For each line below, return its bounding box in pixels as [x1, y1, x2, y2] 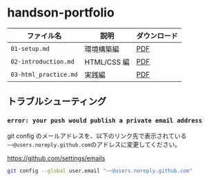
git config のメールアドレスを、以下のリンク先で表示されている [7, 131, 187, 140]
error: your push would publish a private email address [7, 117, 203, 125]
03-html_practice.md [10, 70, 78, 78]
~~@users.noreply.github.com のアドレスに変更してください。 [7, 140, 181, 149]
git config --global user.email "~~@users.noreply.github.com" [7, 167, 193, 174]
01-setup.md [10, 45, 50, 52]
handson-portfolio [7, 5, 115, 21]
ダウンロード [136, 31, 178, 41]
